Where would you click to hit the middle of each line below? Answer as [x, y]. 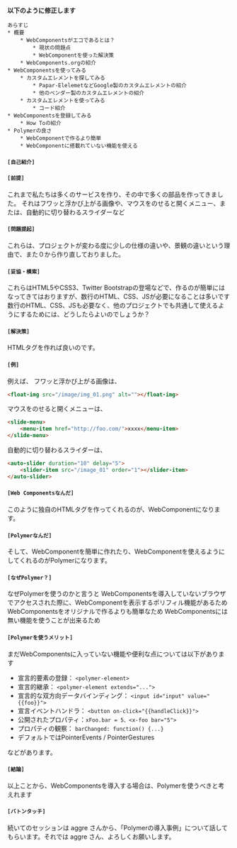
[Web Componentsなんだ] [41, 493]
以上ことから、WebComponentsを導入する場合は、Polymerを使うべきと [113, 786]
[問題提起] [21, 229]
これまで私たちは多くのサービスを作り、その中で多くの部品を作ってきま [112, 194]
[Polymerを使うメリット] [40, 637]
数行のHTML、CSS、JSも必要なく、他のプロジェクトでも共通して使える [113, 305]
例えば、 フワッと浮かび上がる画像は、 [64, 381]
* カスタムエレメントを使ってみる [63, 101]
